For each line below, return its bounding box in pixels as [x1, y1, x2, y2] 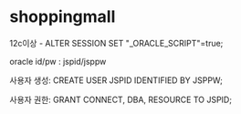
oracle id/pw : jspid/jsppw [9, 56, 107, 67]
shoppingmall [9, 6, 116, 27]
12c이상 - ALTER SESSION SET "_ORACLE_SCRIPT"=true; [9, 37, 224, 48]
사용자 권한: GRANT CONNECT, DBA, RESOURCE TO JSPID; [9, 94, 233, 105]
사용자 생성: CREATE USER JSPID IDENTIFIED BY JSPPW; [9, 75, 224, 86]
